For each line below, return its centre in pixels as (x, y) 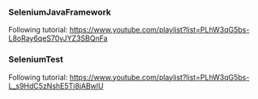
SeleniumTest (36, 59)
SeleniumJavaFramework (60, 12)
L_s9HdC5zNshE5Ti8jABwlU (56, 86)
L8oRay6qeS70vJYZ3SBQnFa (58, 38)
